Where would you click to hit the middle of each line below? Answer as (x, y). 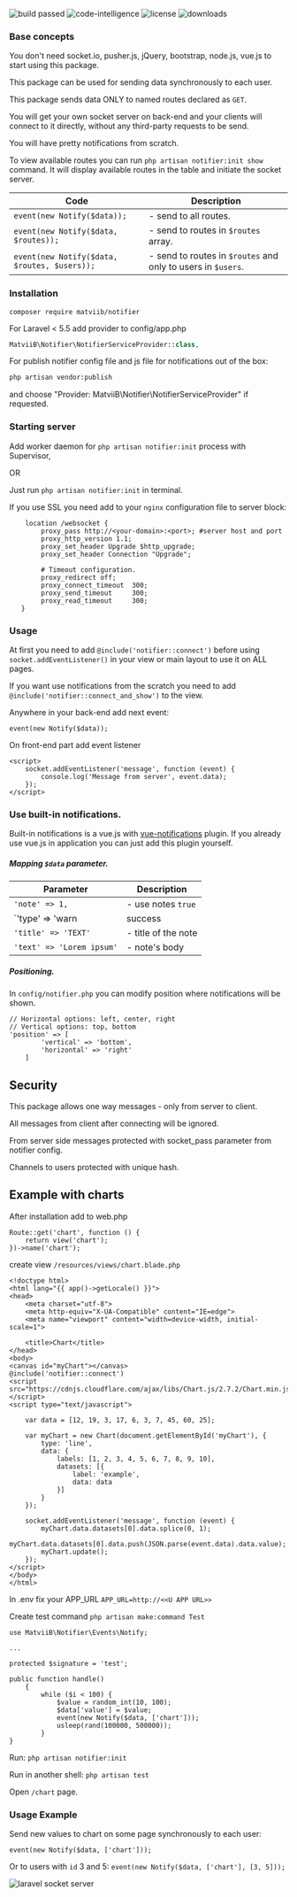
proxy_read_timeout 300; (95, 601)
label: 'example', (106, 1474)
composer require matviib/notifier (75, 312)
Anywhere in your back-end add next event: (89, 712)
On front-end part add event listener (75, 744)
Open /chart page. (43, 1792)
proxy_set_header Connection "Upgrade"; (116, 554)
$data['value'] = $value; (104, 1710)
